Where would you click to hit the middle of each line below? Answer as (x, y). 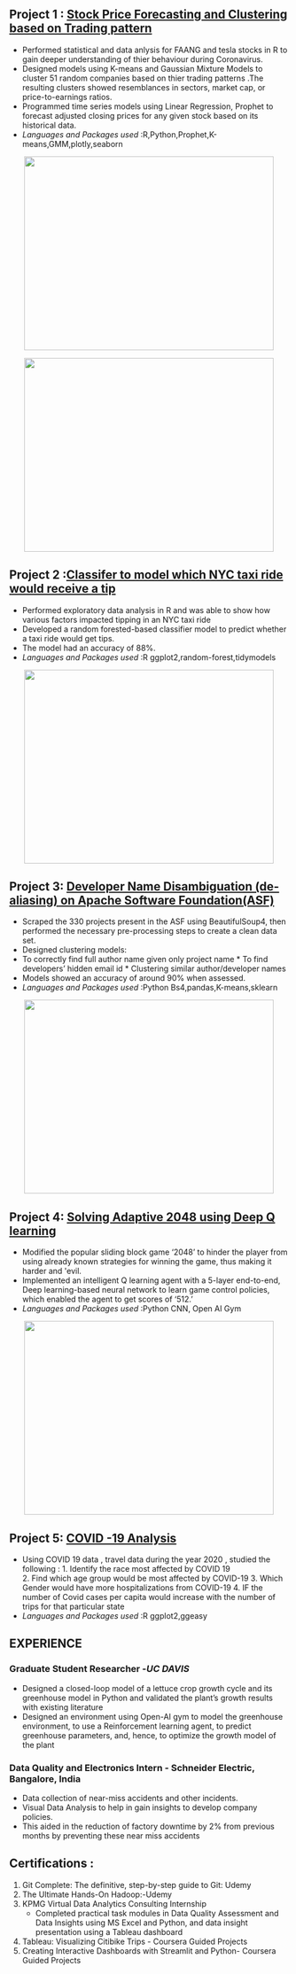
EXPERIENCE (46, 1644)
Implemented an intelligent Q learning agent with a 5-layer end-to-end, (151, 1280)
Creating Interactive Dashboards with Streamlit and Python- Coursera (149, 1951)
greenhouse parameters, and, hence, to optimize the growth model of (149, 1735)
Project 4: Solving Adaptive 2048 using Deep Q (142, 1217)
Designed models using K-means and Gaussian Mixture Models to (142, 68)
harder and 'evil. (52, 1271)
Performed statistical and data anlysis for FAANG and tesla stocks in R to (155, 50)
